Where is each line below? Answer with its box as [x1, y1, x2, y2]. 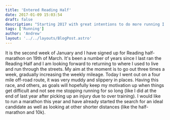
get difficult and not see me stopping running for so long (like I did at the [5, 87, 157, 94]
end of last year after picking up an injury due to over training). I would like [5, 93, 161, 99]
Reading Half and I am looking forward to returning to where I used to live [5, 61, 159, 67]
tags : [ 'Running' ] [5, 26, 44, 32]
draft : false [5, 17, 33, 22]
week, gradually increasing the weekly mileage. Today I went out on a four [5, 71, 161, 77]
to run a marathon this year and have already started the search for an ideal [5, 98, 163, 104]
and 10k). [26, 109, 46, 115]
